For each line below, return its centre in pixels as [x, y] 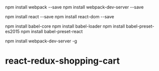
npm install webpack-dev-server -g [41, 41]
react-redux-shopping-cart [62, 61]
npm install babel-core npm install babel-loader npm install [65, 26]
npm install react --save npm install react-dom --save [60, 17]
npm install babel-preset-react [52, 31]
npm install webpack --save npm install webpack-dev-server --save [75, 7]
